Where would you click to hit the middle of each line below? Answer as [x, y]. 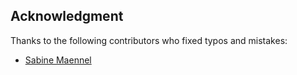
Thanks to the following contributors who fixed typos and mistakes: [149, 40]
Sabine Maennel [58, 60]
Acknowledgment [67, 16]
